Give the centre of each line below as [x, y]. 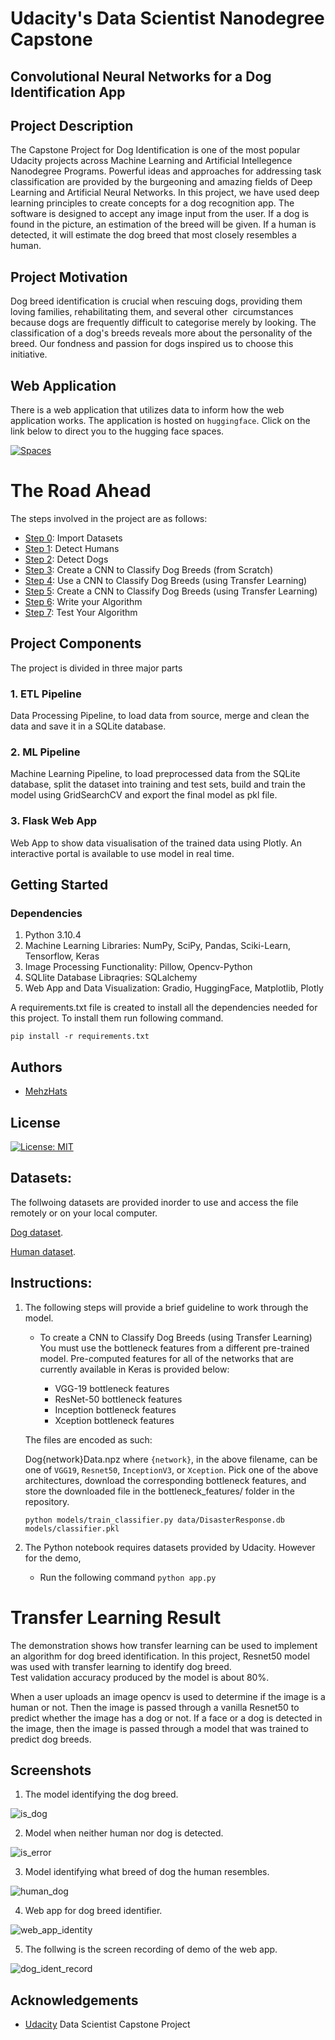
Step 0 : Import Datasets [73, 538]
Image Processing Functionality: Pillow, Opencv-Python [138, 967]
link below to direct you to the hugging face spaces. [117, 431]
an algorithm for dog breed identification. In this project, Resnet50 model [160, 1656]
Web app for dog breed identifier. [93, 1911]
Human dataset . [43, 1251]
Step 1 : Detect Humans [72, 548]
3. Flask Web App [54, 821]
